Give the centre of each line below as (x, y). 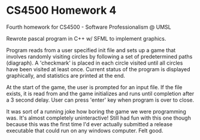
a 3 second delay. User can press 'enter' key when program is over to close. (100, 100)
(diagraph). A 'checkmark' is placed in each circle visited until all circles (95, 63)
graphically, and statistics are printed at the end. (66, 75)
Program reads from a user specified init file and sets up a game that (91, 50)
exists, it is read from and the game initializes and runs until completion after (100, 93)
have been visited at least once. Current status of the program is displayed (98, 69)
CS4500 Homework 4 (61, 10)
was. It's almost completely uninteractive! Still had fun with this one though (99, 118)
